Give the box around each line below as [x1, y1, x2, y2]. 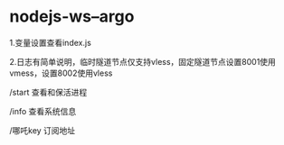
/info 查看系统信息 [9, 105, 77, 116]
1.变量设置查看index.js [9, 37, 92, 48]
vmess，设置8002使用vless [9, 68, 113, 78]
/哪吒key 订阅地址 [9, 124, 76, 136]
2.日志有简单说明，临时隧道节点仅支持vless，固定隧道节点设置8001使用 [9, 56, 276, 67]
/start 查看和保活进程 [9, 86, 88, 97]
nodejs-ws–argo [9, 6, 135, 27]
